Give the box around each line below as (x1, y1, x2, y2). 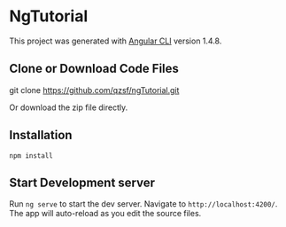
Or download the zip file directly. (9, 102, 128, 113)
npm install (9, 151, 53, 160)
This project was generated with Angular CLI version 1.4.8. (9, 35, 222, 46)
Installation (9, 128, 73, 143)
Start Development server (9, 175, 156, 190)
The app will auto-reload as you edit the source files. (9, 208, 202, 219)
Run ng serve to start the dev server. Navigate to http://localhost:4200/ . (9, 199, 278, 209)
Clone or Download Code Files (9, 61, 180, 76)
